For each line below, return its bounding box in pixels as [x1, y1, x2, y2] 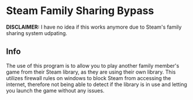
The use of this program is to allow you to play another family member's [6, 62, 180, 69]
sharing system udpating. [6, 29, 67, 36]
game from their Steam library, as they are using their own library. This [6, 68, 176, 75]
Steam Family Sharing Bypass [6, 4, 154, 18]
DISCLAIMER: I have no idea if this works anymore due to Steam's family [6, 23, 182, 30]
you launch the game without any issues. [6, 87, 105, 94]
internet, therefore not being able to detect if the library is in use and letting [6, 81, 187, 88]
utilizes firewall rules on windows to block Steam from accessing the [6, 74, 171, 81]
